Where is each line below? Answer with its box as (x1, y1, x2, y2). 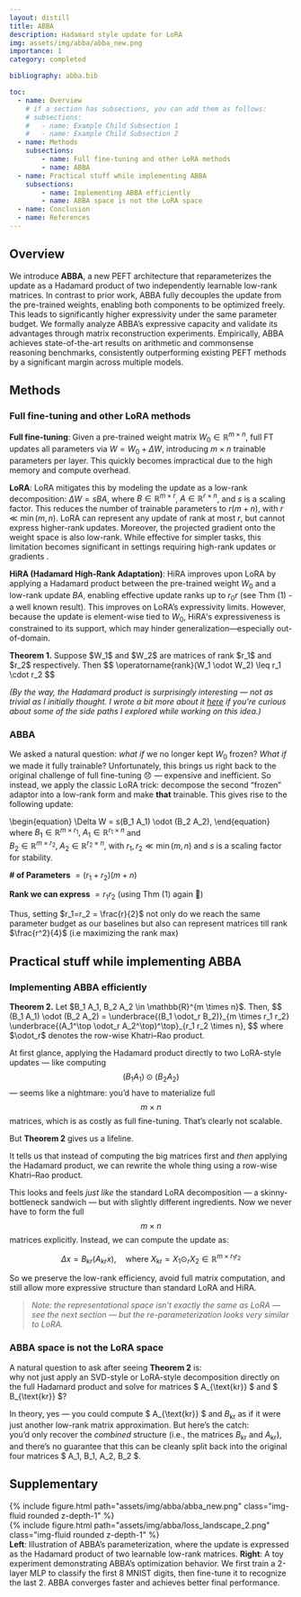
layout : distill (9, 13, 70, 23)
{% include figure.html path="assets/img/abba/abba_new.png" (9, 1501, 243, 1511)
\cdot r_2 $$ (9, 668, 56, 680)
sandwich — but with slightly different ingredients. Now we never (50, 1196, 292, 1207)
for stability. (9, 852, 54, 863)
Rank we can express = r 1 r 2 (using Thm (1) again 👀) (9, 889, 204, 902)
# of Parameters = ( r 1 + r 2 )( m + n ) (9, 869, 137, 883)
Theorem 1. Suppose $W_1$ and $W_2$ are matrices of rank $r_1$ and (9, 649, 272, 660)
